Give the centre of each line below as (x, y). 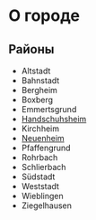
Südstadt (38, 177)
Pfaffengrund (46, 148)
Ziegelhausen (47, 206)
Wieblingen (42, 196)
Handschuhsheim (54, 119)
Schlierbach (44, 167)
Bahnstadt (40, 81)
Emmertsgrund (49, 109)
